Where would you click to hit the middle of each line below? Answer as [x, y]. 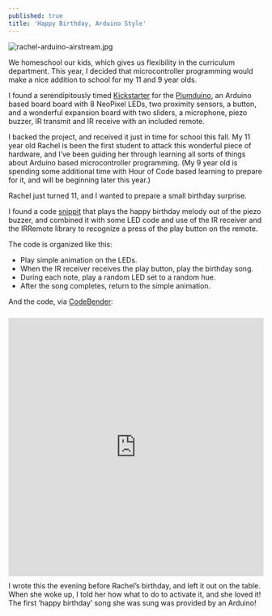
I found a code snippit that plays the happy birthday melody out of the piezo [135, 211]
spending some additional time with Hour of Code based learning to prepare [136, 171]
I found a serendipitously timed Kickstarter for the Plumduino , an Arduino [130, 95]
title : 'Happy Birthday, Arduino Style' [78, 24]
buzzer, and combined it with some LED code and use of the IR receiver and [135, 220]
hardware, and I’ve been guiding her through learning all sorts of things [127, 154]
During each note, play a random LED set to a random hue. [118, 277]
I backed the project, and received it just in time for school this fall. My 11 [130, 137]
